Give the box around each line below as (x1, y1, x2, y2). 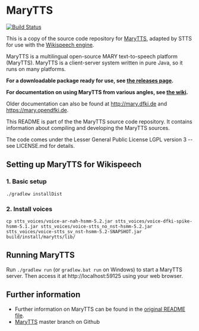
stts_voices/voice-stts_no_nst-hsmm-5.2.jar (40, 223, 153, 230)
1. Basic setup (6, 177, 47, 185)
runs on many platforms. (6, 65, 67, 72)
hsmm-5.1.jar (6, 223, 39, 230)
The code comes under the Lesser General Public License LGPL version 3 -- (6, 135, 193, 143)
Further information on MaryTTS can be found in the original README (14, 305, 186, 313)
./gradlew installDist (6, 191, 62, 197)
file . (14, 311, 24, 319)
